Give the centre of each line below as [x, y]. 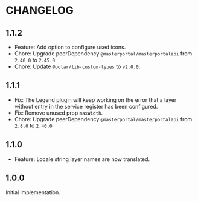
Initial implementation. [33, 192]
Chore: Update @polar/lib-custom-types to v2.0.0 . [77, 66]
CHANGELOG [40, 11]
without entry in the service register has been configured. [86, 106]
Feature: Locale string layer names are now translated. [82, 159]
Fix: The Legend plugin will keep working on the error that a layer [95, 99]
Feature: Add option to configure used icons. [70, 47]
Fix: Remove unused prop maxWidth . [59, 113]
